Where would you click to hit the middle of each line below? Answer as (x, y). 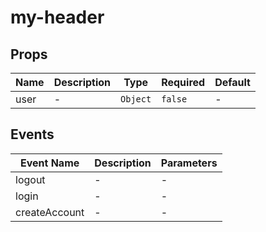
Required (183, 82)
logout (30, 179)
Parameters (189, 163)
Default (232, 82)
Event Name (50, 163)
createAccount (50, 212)
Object (136, 99)
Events (32, 134)
